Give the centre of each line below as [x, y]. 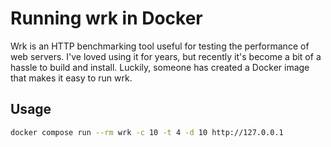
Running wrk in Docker [106, 18]
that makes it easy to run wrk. [71, 78]
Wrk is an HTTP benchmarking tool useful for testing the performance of [160, 46]
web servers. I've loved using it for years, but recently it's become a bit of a [166, 56]
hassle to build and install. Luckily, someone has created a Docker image [160, 67]
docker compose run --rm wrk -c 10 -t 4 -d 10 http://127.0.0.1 [147, 132]
